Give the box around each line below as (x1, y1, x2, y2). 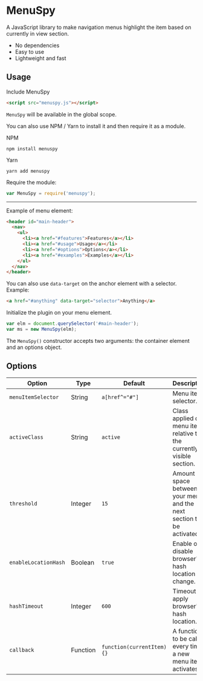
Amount (172, 469, 195, 478)
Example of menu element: (6, 206, 73, 214)
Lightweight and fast (14, 54, 66, 62)
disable (172, 547, 193, 555)
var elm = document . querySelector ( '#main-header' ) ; (6, 321, 139, 327)
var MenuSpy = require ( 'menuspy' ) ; (6, 190, 96, 196)
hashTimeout (9, 603, 44, 610)
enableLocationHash (9, 559, 65, 566)
